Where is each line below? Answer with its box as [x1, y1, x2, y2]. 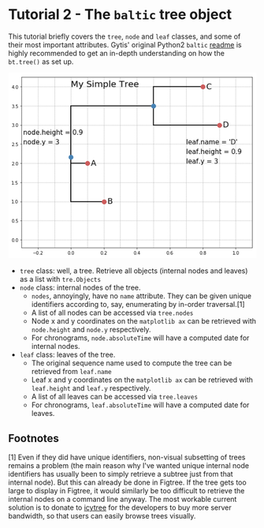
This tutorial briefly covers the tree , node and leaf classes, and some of [8, 32, 241, 41]
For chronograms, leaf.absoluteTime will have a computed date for [31, 400, 250, 410]
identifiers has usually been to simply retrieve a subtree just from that [8, 469, 234, 478]
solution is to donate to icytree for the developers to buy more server [8, 503, 232, 512]
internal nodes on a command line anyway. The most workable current [8, 494, 237, 504]
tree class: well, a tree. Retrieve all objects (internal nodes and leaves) [19, 266, 248, 275]
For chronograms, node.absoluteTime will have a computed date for [31, 333, 250, 343]
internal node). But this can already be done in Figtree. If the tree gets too [8, 477, 247, 487]
